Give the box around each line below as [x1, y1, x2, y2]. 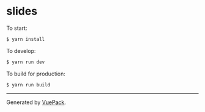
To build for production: [6, 70, 66, 77]
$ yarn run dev [6, 59, 45, 65]
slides [6, 4, 38, 18]
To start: [6, 24, 27, 32]
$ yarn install [6, 36, 45, 42]
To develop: [6, 47, 36, 54]
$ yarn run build [6, 82, 51, 88]
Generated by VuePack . [6, 99, 67, 106]
